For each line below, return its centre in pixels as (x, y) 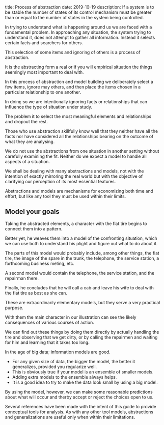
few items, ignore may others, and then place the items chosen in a (73, 87)
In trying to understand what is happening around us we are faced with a (79, 27)
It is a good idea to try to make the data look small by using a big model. (85, 382)
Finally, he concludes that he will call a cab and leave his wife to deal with (79, 287)
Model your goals (32, 212)
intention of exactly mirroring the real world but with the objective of (74, 176)
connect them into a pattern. (34, 228)
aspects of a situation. (27, 161)
